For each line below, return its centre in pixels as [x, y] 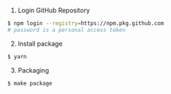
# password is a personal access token [67, 30]
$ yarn [17, 56]
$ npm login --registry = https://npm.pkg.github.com [85, 23]
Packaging [33, 70]
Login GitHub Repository [54, 10]
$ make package [30, 83]
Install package [40, 43]
